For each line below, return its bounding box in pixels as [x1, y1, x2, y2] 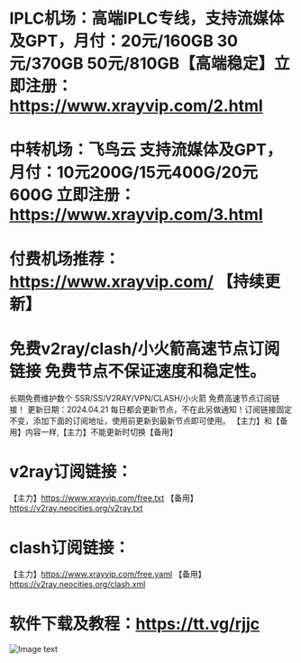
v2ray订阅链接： [9, 461, 133, 482]
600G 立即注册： [9, 185, 136, 206]
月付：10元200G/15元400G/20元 [9, 162, 259, 183]
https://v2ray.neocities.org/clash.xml [9, 579, 146, 590]
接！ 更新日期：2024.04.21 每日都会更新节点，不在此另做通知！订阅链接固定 [9, 403, 293, 415]
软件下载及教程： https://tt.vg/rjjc [9, 613, 260, 634]
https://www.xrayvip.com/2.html [9, 96, 263, 116]
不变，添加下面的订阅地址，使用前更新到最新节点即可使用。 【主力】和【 [9, 415, 280, 426]
